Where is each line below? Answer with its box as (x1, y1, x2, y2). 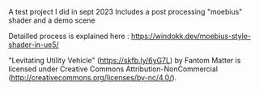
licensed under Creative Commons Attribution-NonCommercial (8, 64, 219, 74)
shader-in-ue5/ (8, 40, 59, 49)
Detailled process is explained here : (8, 32, 129, 41)
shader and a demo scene (8, 15, 96, 25)
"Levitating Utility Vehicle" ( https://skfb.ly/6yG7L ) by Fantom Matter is (8, 56, 241, 65)
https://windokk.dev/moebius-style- (130, 32, 252, 41)
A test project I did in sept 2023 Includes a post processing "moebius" (8, 7, 243, 16)
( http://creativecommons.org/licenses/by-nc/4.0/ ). (8, 73, 177, 82)
